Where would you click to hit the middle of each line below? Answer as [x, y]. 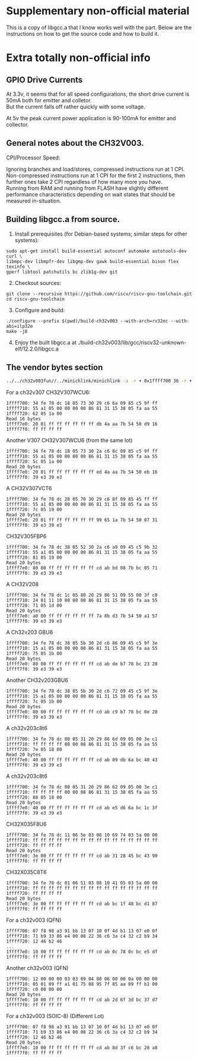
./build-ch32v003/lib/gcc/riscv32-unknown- [132, 342]
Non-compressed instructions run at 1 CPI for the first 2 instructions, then [96, 175]
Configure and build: [40, 310]
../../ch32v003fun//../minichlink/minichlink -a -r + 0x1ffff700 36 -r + [99, 381]
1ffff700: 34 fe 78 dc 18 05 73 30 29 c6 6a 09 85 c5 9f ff [82, 403]
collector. [17, 124]
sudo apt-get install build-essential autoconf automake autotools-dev [96, 251]
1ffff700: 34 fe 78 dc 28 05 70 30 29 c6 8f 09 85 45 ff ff [82, 499]
